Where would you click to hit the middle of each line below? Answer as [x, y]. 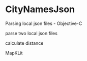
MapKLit [14, 53]
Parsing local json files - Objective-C [44, 23]
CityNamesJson [40, 9]
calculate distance [24, 43]
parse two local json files [31, 33]
